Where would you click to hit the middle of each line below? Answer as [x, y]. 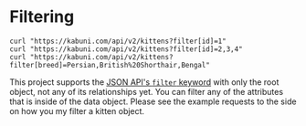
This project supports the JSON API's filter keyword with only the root [144, 82]
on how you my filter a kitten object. [77, 110]
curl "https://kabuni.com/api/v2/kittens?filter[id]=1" [118, 41]
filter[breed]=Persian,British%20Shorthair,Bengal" [110, 65]
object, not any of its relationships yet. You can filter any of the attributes [147, 91]
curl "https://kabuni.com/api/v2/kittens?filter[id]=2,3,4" [127, 49]
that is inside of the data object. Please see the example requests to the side [153, 101]
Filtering [42, 17]
